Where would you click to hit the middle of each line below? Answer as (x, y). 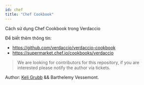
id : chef (14, 10)
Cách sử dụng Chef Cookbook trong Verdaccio (53, 28)
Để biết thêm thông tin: (28, 38)
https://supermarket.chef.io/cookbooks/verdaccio (63, 53)
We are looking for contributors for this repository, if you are (78, 62)
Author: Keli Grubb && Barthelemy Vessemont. (52, 77)
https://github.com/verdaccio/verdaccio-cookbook (64, 47)
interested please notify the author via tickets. (64, 68)
